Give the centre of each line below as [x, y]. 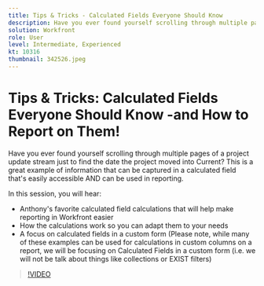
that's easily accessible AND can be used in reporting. [96, 178]
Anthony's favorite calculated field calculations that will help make [126, 208]
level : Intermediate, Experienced [65, 45]
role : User [26, 37]
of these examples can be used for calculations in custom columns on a [136, 242]
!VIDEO [39, 274]
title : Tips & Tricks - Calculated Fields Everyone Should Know [115, 15]
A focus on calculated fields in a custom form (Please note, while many [134, 233]
